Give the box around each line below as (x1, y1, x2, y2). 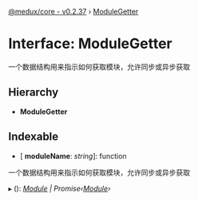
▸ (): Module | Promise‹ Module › (8, 183, 111, 193)
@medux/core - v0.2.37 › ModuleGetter (8, 7, 139, 16)
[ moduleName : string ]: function (19, 151, 127, 160)
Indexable (8, 130, 59, 144)
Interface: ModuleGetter (8, 35, 173, 53)
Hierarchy (8, 85, 59, 99)
